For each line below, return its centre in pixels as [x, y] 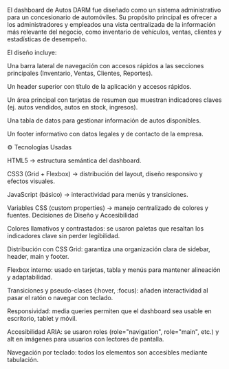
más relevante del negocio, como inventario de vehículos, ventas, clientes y [115, 32]
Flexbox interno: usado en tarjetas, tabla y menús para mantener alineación [114, 270]
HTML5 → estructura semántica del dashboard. [74, 160]
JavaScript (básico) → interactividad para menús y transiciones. [98, 194]
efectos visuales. [31, 181]
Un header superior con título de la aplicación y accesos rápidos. [99, 86]
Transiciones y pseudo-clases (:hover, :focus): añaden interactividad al [108, 291]
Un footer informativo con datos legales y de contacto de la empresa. [106, 134]
